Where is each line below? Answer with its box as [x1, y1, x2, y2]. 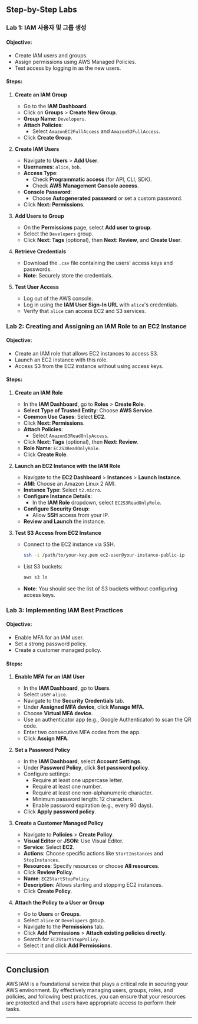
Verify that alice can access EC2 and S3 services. [23, 307, 146, 314]
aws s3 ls [23, 574, 48, 580]
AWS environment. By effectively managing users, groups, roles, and [6, 986, 173, 993]
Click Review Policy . [23, 869, 74, 876]
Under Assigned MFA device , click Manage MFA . [23, 703, 144, 710]
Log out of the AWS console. [23, 295, 93, 302]
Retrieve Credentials [14, 248, 67, 255]
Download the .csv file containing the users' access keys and [23, 259, 173, 266]
